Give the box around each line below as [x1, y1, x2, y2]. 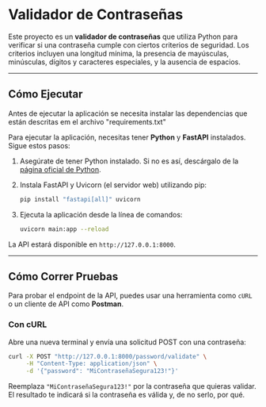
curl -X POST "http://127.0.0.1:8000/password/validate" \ [8, 352, 207, 360]
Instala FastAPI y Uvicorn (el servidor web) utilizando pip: [19, 180, 207, 190]
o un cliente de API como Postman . [8, 299, 124, 309]
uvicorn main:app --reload [19, 225, 109, 233]
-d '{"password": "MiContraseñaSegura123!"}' [25, 367, 179, 375]
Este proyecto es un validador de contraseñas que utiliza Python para [8, 32, 238, 41]
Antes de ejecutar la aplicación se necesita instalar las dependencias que [8, 109, 248, 118]
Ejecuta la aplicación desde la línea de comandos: [19, 209, 183, 219]
